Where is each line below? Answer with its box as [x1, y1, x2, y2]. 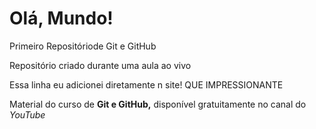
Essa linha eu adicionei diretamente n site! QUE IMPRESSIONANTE [9, 78, 284, 91]
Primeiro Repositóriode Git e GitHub [9, 40, 157, 52]
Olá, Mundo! [9, 7, 114, 30]
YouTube [9, 108, 46, 121]
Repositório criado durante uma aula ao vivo [9, 59, 192, 71]
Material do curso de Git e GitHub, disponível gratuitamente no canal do [9, 98, 307, 110]
